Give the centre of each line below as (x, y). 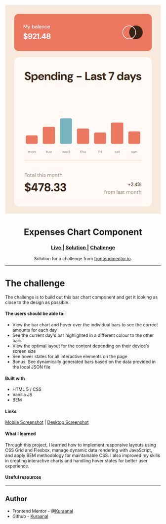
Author (16, 499)
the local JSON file (31, 367)
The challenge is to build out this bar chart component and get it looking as (82, 297)
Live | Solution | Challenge (83, 248)
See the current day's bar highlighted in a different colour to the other (83, 335)
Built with (15, 378)
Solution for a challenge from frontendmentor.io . (83, 258)
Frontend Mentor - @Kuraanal (42, 511)
